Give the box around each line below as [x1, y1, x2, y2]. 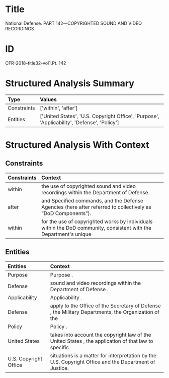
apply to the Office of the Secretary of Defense [50, 302, 161, 309]
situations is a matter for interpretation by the [50, 352, 157, 359]
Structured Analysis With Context [5, 139, 149, 150]
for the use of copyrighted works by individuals [41, 218, 153, 225]
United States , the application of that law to [50, 337, 153, 344]
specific [50, 344, 69, 351]
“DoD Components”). [41, 209, 92, 217]
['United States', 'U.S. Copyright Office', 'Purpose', [40, 113, 160, 120]
